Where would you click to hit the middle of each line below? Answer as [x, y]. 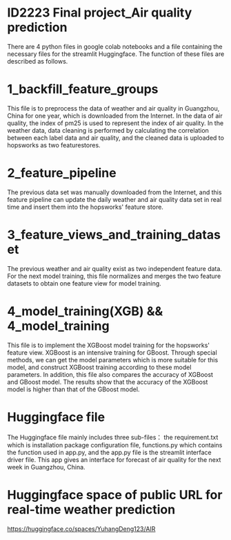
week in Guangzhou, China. [46, 467]
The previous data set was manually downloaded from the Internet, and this [114, 192]
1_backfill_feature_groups [83, 90]
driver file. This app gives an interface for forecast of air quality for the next [114, 459]
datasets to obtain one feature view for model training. [84, 283]
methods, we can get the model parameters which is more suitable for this [113, 360]
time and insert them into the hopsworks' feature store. [86, 207]
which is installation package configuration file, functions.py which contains [115, 445]
